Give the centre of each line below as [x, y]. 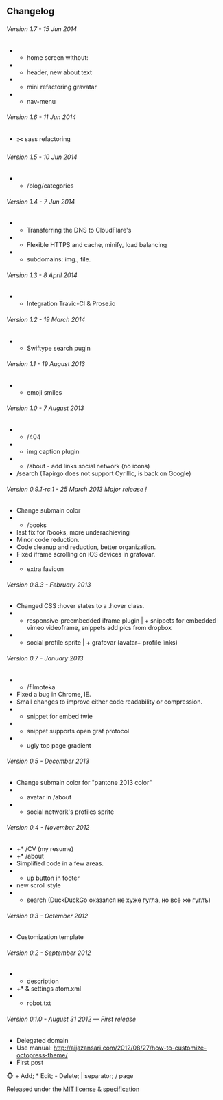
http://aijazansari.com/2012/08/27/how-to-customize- [130, 1048]
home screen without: [57, 57]
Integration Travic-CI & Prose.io [71, 304]
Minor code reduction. [48, 540]
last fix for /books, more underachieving [73, 532]
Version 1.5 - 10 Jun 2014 [42, 157]
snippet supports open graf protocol [78, 731]
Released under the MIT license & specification [73, 1089]
